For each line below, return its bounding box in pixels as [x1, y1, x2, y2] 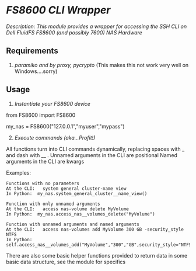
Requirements [6, 46, 58, 56]
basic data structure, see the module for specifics [6, 258, 126, 265]
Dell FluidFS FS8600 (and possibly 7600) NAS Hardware [6, 29, 143, 36]
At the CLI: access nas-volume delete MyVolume [6, 206, 129, 212]
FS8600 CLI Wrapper [6, 4, 111, 17]
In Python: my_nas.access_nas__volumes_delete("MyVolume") [6, 211, 156, 217]
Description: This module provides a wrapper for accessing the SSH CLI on [6, 23, 187, 30]
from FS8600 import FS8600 [6, 112, 76, 119]
